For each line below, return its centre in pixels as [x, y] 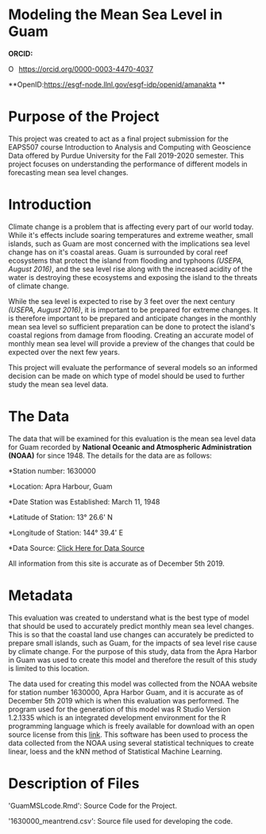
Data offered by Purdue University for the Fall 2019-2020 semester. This [126, 155]
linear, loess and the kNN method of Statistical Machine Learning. [116, 751]
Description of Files [74, 783]
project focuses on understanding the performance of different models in [128, 164]
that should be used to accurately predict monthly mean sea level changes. [131, 625]
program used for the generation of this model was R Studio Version [120, 709]
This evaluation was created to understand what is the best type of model [129, 618]
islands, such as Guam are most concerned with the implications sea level [129, 244]
